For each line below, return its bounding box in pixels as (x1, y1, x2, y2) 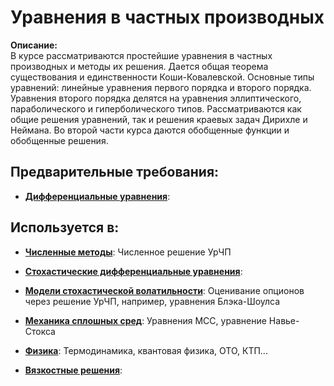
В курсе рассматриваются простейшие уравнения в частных (10, 49, 273, 61)
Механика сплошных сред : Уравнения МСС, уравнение (24, 314, 267, 326)
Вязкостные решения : (24, 364, 123, 376)
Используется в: (10, 219, 120, 236)
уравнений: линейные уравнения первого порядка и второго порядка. (10, 81, 312, 93)
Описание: (10, 39, 58, 51)
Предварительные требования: (10, 164, 220, 181)
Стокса (24, 325, 56, 337)
